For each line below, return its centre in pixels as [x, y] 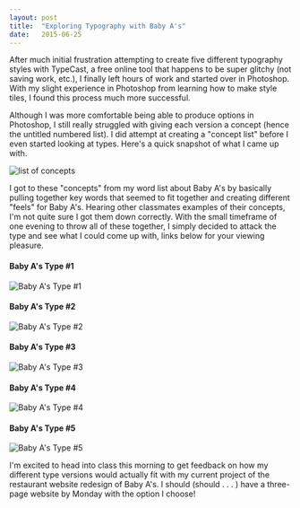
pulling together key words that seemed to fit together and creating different [150, 197]
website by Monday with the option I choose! [113, 494]
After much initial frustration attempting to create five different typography [146, 60]
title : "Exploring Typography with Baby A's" [98, 26]
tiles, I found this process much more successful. [100, 98]
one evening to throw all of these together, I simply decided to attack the [143, 226]
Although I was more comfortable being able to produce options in [132, 115]
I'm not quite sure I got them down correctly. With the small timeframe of [143, 217]
